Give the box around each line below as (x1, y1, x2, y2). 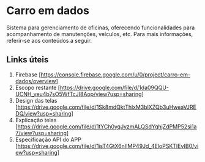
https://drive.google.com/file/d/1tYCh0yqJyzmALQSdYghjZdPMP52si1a (17, 123, 197, 130)
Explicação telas (15, 116, 57, 123)
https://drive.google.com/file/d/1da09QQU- (59, 84, 170, 91)
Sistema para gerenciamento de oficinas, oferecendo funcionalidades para (6, 24, 195, 31)
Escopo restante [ (15, 84, 60, 91)
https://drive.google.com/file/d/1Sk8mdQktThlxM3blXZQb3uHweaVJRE (17, 103, 197, 111)
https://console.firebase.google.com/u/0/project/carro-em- (40, 71, 191, 78)
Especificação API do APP (15, 136, 81, 143)
